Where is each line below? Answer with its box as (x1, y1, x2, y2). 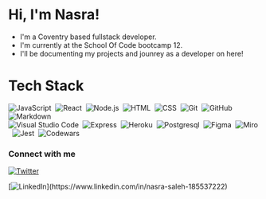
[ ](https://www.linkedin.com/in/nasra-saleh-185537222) (8, 181, 229, 192)
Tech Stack (8, 77, 84, 95)
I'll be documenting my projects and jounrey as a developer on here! (19, 49, 244, 58)
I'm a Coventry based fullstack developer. (19, 32, 157, 41)
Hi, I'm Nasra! (8, 6, 100, 24)
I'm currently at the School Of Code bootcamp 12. (19, 40, 183, 49)
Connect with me (8, 148, 76, 159)
